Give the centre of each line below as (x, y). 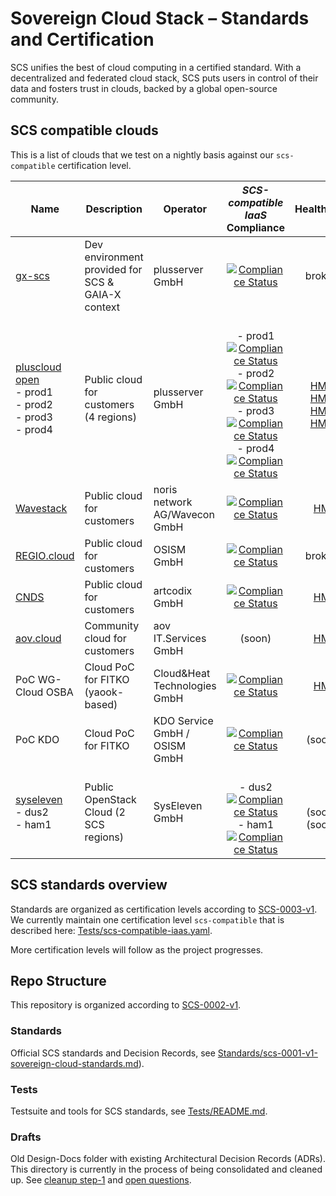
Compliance (255, 227)
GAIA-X (103, 294)
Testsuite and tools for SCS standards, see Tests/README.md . (139, 1111)
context (102, 307)
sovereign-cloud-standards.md (74, 1063)
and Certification (82, 39)
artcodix (173, 590)
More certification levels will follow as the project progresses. (137, 949)
